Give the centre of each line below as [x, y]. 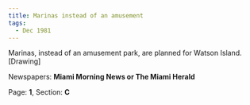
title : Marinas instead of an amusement [76, 16]
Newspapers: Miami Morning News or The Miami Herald [102, 77]
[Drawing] [25, 61]
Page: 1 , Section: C [39, 92]
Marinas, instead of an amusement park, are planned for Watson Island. [125, 53]
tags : [17, 23]
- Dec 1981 [33, 30]
